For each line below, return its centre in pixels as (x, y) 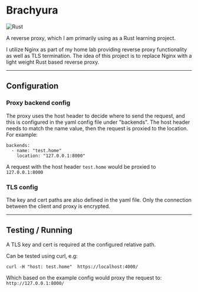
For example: (22, 134)
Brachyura (32, 10)
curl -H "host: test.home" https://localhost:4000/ (72, 267)
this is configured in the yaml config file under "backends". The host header (98, 122)
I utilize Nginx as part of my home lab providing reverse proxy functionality (97, 49)
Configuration (32, 86)
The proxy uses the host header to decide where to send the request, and (96, 116)
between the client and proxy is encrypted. (58, 206)
